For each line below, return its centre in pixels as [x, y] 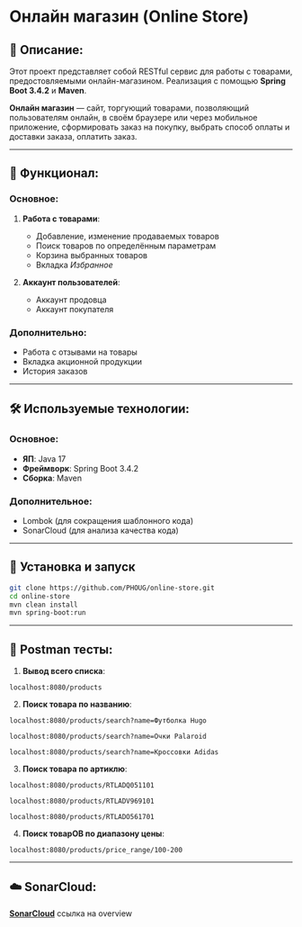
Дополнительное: [51, 501]
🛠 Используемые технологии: [100, 409]
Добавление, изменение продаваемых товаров [128, 236]
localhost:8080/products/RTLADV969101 [82, 801]
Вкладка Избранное [75, 265]
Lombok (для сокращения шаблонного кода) [108, 520]
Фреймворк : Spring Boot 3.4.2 [80, 468]
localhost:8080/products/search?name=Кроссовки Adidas [114, 752]
